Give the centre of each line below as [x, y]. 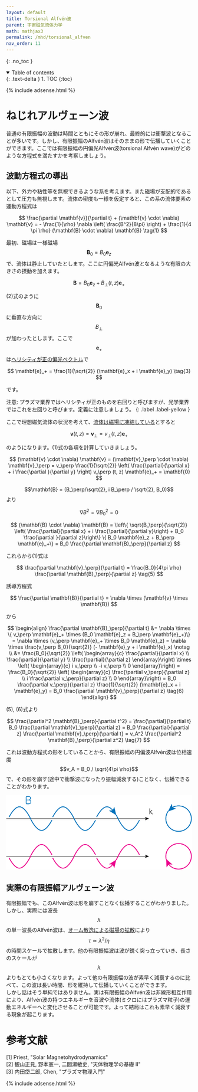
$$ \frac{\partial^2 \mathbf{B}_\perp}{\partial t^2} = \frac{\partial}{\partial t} [99, 721]
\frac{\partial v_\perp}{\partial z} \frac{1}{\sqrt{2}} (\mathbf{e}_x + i [99, 684]
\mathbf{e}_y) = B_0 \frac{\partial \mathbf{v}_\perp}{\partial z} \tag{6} [99, 691]
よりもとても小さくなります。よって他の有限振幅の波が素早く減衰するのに [96, 977]
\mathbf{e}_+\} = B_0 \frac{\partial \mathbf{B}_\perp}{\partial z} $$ [99, 544]
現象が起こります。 [34, 1014]
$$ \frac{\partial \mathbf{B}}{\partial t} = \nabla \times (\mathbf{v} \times [99, 598]
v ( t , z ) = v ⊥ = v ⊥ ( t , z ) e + [99, 434]
